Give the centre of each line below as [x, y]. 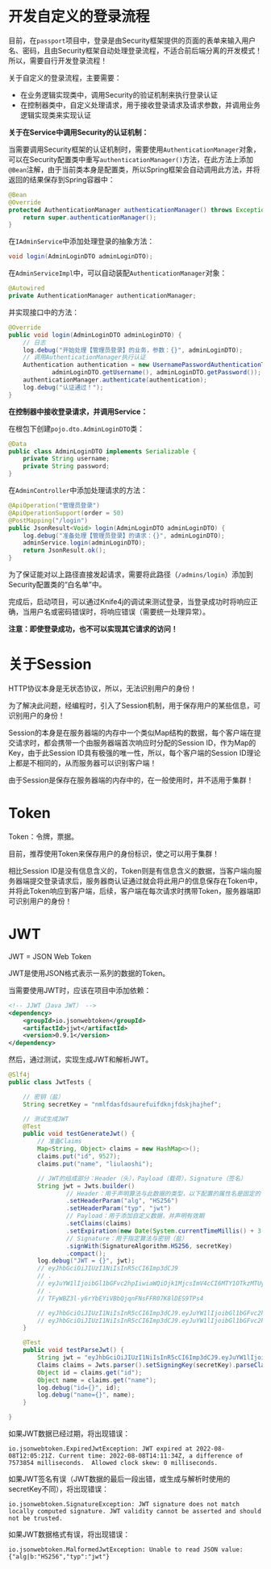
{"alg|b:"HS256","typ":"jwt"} [59, 1557]
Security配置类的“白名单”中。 [57, 585]
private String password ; [67, 466]
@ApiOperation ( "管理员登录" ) [54, 506]
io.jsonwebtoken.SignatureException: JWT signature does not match [124, 1504]
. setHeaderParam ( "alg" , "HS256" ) [122, 1201]
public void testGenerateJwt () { [79, 1134]
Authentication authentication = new [86, 365]
